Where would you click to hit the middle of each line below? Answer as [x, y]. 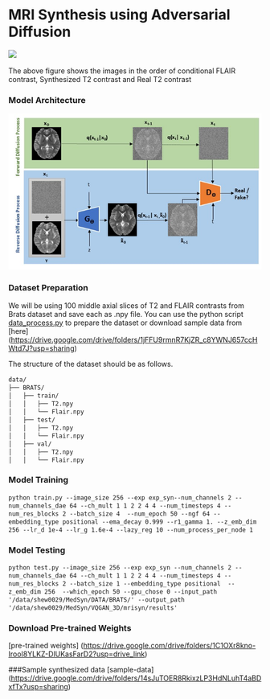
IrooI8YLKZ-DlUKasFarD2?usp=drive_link [77, 654]
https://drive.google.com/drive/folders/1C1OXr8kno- [170, 646]
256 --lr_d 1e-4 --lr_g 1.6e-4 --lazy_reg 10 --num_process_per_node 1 [131, 530]
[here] [18, 331]
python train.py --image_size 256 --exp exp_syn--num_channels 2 [120, 498]
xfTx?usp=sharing [38, 687]
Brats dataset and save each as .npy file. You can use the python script [126, 314]
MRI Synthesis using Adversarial [119, 15]
